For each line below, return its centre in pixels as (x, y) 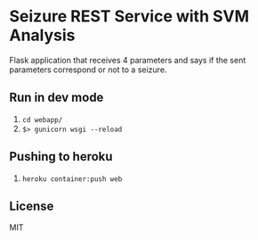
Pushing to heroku (61, 157)
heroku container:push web (72, 179)
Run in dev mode (56, 98)
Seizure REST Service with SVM (129, 17)
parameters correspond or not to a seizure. (88, 70)
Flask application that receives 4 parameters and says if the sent (128, 60)
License (32, 206)
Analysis (42, 35)
